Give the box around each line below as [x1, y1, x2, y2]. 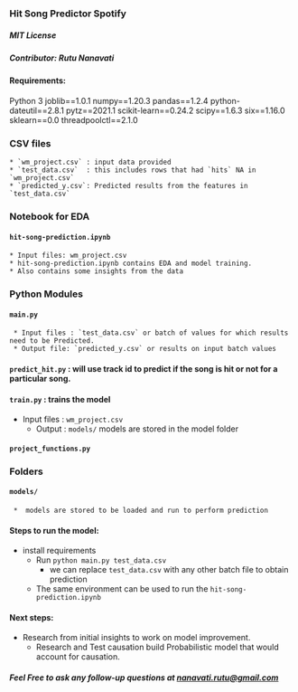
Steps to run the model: [9, 525, 99, 536]
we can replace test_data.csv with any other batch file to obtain [49, 564, 289, 575]
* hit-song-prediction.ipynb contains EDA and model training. [9, 259, 253, 269]
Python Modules [9, 288, 84, 300]
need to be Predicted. [9, 337, 95, 346]
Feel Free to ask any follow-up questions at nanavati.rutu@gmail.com [9, 672, 279, 683]
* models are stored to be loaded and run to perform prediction [13, 506, 269, 515]
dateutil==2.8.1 [9, 105, 65, 116]
